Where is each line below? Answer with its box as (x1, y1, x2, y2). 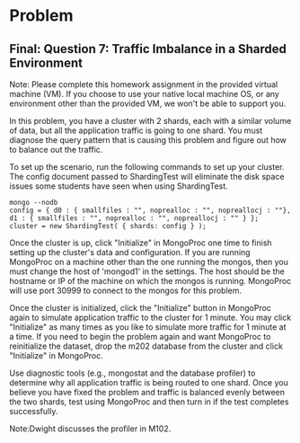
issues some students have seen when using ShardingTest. (9, 181, 228, 191)
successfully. (9, 406, 58, 416)
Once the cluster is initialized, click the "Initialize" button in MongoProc (9, 303, 272, 313)
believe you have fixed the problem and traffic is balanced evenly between (9, 387, 286, 397)
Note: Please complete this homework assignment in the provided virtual (9, 79, 278, 90)
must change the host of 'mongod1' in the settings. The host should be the (9, 266, 285, 277)
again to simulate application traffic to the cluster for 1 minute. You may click (9, 312, 292, 323)
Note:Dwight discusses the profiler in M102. (9, 423, 172, 434)
